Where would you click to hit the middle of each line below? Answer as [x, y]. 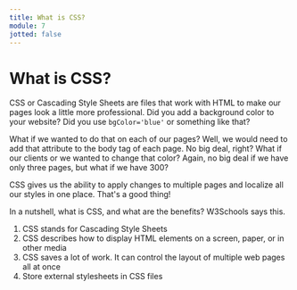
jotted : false [36, 34]
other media [44, 248]
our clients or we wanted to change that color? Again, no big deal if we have [149, 158]
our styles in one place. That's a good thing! [90, 195]
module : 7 [28, 26]
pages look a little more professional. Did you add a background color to [142, 112]
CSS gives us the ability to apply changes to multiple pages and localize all [146, 185]
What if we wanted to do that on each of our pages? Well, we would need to [148, 139]
